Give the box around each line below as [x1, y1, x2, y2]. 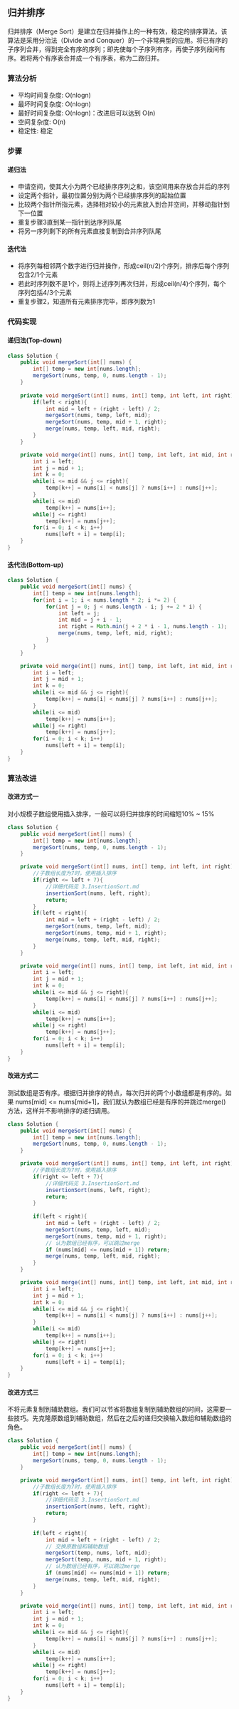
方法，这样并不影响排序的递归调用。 [7, 1106, 114, 1114]
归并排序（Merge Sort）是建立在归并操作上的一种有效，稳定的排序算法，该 [7, 27, 228, 36]
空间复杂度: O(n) [17, 118, 66, 126]
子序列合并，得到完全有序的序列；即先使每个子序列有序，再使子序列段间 [7, 45, 219, 53]
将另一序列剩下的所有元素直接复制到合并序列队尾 [17, 227, 161, 235]
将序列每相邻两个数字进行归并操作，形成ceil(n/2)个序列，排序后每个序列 [17, 262, 230, 270]
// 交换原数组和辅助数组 [45, 1543, 109, 1550]
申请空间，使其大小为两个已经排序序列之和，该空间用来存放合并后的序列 [17, 183, 230, 191]
